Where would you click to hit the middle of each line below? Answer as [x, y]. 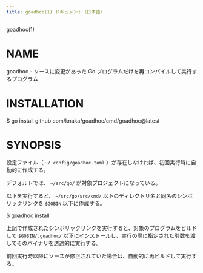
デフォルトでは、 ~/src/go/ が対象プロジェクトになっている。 [84, 183]
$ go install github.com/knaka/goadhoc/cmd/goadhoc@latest [83, 120]
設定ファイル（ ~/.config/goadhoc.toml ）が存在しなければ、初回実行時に [99, 163]
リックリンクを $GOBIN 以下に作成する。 [56, 203]
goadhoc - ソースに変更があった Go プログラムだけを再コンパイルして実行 [99, 71]
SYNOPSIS [34, 145]
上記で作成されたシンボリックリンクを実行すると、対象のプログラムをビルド [102, 228]
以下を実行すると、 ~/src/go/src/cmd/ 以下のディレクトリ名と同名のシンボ [100, 196]
